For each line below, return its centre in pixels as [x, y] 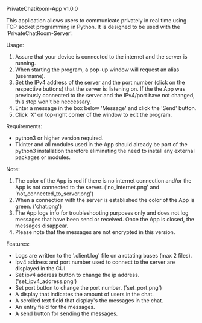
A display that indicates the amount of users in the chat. [84, 294]
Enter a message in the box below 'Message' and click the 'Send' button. [106, 108]
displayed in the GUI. [41, 268]
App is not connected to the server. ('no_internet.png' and [87, 187]
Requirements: [24, 126]
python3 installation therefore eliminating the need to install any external [105, 151]
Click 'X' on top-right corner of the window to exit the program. [93, 115]
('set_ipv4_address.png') [46, 281]
